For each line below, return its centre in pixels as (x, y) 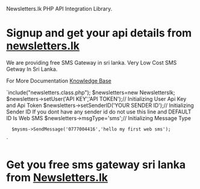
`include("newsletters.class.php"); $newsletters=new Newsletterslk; (91, 92)
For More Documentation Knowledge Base (59, 80)
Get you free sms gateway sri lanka (96, 165)
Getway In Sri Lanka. (32, 69)
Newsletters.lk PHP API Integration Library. (59, 9)
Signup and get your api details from (99, 33)
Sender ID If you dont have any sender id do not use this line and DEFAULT (99, 112)
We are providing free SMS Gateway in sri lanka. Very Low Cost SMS (92, 62)
